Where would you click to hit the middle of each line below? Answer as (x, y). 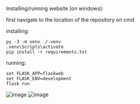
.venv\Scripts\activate (35, 47)
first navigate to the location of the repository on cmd (70, 20)
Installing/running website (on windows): (55, 8)
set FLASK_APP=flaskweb (35, 74)
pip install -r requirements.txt (47, 52)
